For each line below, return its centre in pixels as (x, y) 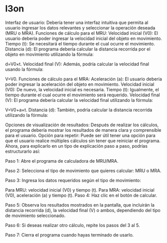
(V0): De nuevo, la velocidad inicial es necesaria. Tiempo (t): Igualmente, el (82, 89)
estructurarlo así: (23, 151)
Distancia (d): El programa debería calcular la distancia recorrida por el (78, 49)
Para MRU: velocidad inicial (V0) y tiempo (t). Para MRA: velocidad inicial (80, 190)
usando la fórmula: (24, 69)
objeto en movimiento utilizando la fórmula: (49, 54)
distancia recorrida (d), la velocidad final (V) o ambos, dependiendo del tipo (83, 210)
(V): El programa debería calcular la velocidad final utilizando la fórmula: (79, 100)
